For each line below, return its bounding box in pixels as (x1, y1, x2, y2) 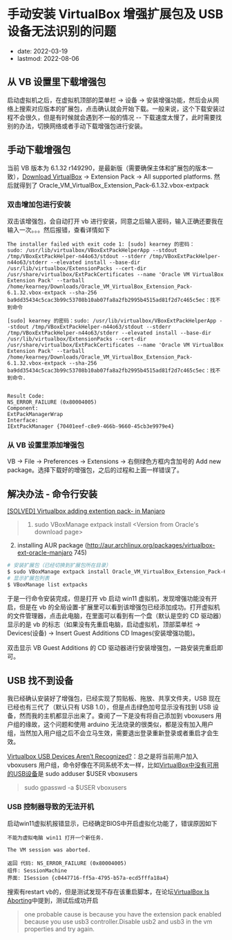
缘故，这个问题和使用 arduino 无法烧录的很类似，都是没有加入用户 (25, 721, 214, 729)
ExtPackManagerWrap (7, 410, 64, 417)
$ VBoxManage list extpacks (7, 581, 88, 588)
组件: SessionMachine (7, 867, 68, 874)
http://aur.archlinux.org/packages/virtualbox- (86, 541, 215, 549)
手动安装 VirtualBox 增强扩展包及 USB (7, 6, 224, 22)
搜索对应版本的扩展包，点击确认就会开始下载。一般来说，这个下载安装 (19, 105, 219, 113)
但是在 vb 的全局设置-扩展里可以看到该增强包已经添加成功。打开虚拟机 (19, 603, 220, 611)
